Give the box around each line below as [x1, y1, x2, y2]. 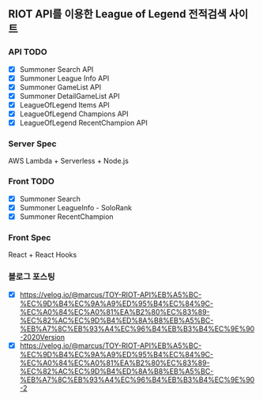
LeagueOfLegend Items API [19, 100, 110, 109]
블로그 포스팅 [8, 271, 55, 282]
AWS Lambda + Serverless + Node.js [8, 157, 129, 166]
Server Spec [8, 138, 57, 149]
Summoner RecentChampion [19, 212, 114, 221]
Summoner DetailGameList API [19, 91, 120, 100]
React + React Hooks [8, 250, 77, 259]
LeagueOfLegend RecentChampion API [19, 118, 148, 128]
